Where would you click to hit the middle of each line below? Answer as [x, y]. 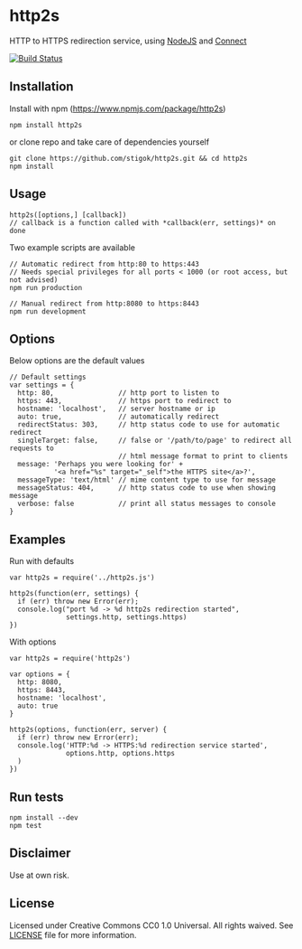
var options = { [40, 674]
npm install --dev [44, 818]
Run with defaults [42, 561]
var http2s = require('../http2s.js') [82, 578]
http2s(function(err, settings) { [74, 594]
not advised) [34, 280]
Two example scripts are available [72, 247]
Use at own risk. [39, 875]
